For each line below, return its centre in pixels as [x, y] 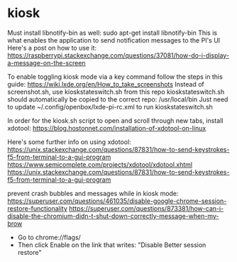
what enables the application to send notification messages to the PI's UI [114, 40]
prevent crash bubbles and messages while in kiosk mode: [93, 193]
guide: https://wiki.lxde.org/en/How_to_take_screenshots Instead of [106, 84]
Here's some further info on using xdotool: [69, 142]
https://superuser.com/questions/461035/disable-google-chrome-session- [117, 201]
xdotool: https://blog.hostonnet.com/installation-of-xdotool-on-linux [107, 128]
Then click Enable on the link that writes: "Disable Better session [112, 245]
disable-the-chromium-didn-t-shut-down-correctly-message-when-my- [113, 216]
